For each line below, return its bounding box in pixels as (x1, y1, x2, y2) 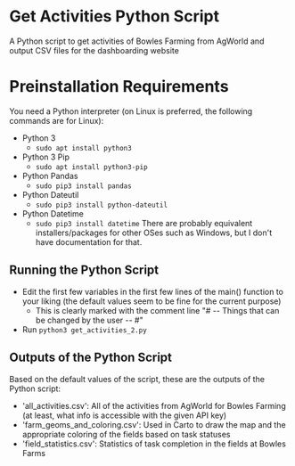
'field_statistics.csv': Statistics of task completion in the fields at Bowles (21, 438, 287, 449)
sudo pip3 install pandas (35, 181, 132, 191)
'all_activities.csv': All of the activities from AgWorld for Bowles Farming (21, 400, 287, 411)
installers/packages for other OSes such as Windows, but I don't (35, 227, 273, 238)
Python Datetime (21, 208, 85, 219)
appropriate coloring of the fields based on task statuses (21, 429, 231, 439)
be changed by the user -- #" (35, 315, 144, 325)
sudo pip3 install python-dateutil (35, 200, 168, 209)
